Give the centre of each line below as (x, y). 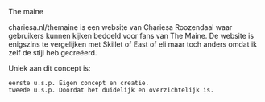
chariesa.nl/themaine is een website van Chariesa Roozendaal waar (120, 27)
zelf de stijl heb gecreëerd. (53, 53)
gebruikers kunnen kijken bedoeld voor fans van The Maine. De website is (131, 36)
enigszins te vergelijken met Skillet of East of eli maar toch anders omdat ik (133, 44)
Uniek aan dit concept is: (50, 68)
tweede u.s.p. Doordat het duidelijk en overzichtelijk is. (112, 90)
